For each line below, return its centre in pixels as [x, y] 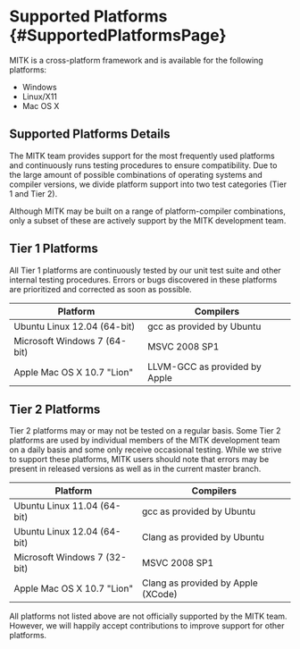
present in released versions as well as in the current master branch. [135, 469]
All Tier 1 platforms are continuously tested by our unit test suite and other [145, 270]
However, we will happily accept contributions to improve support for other [147, 626]
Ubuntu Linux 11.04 [56, 506]
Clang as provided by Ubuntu [203, 537]
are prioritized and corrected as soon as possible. [100, 289]
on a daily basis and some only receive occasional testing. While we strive [146, 450]
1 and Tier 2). [33, 193]
